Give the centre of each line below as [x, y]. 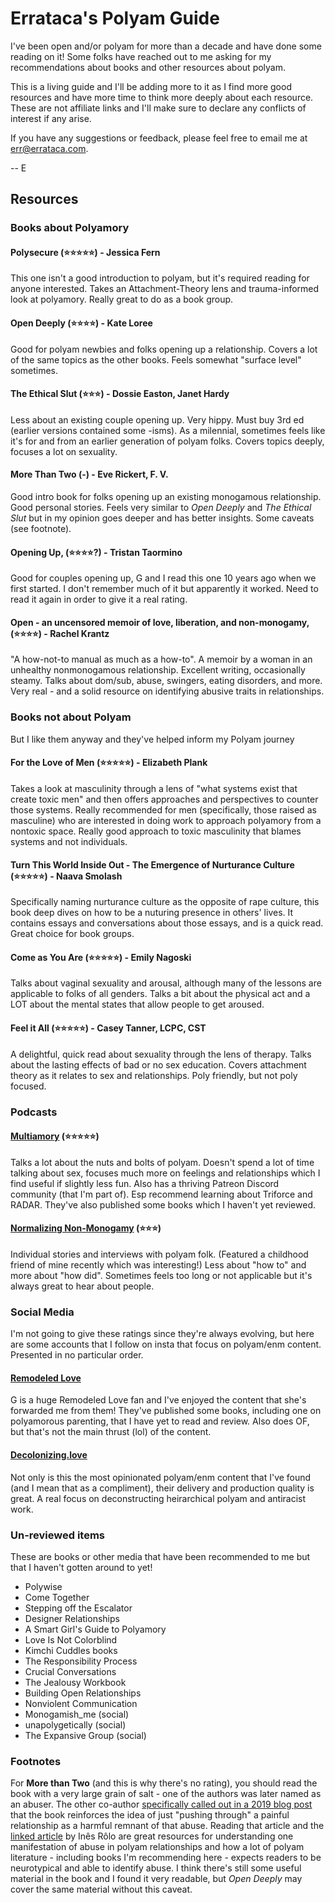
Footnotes [36, 1761]
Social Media [42, 1312]
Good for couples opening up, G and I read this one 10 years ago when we [163, 578]
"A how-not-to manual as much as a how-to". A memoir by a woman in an [161, 659]
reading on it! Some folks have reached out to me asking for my [141, 56]
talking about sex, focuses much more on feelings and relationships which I [165, 1173]
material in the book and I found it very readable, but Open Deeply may [156, 1879]
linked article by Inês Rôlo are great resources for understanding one [152, 1836]
